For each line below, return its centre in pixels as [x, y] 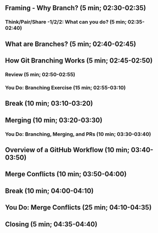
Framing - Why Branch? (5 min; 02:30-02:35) [76, 8]
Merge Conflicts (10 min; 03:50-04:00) [66, 174]
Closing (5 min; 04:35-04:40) [51, 224]
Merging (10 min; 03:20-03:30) [54, 120]
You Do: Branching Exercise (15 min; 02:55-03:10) [65, 88]
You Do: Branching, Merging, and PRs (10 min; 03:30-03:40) [78, 134]
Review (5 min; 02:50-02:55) [40, 74]
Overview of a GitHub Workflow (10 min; [68, 150]
